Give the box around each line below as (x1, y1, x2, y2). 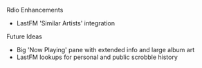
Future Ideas (6, 32, 42, 41)
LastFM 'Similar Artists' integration (16, 19, 116, 27)
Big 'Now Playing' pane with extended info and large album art (16, 46, 195, 54)
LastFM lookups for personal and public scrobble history (16, 53, 178, 61)
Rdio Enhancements (6, 6, 64, 14)
